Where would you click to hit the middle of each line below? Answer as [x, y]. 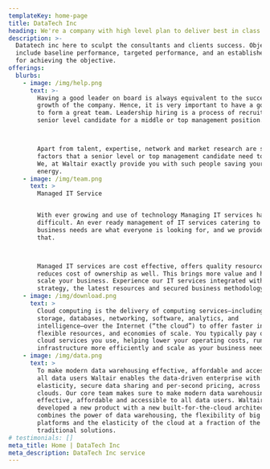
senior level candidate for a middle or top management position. [151, 120]
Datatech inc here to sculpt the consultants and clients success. [131, 46]
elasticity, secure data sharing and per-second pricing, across [149, 385]
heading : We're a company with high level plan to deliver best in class [135, 31]
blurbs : [29, 75]
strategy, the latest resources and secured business [129, 289]
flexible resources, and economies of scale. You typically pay [147, 333]
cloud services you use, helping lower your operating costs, [143, 341]
